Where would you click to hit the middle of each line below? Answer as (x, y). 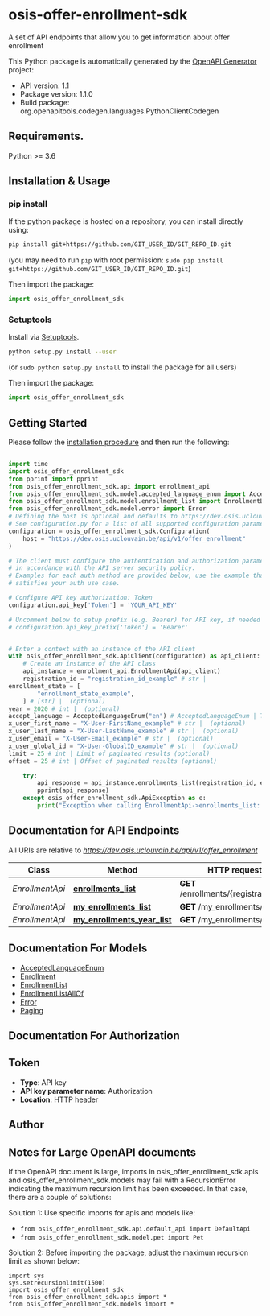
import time (28, 464)
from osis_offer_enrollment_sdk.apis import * (88, 1297)
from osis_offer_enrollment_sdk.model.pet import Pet (112, 1237)
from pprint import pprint (53, 479)
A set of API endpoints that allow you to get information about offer (119, 37)
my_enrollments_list (112, 906)
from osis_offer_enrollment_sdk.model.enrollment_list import (115, 501)
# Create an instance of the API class (90, 664)
